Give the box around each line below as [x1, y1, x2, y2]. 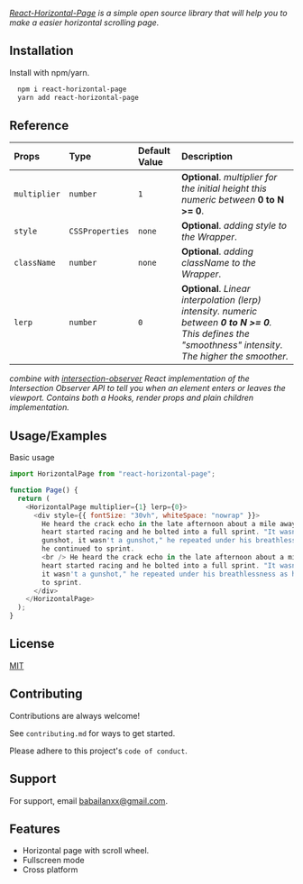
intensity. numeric [181, 305, 258, 318]
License [9, 636, 55, 652]
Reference [9, 117, 69, 133]
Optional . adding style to [181, 220, 287, 232]
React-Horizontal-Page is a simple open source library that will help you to [9, 8, 288, 18]
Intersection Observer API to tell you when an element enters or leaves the [9, 383, 286, 394]
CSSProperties [69, 226, 130, 237]
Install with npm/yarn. [9, 67, 90, 77]
